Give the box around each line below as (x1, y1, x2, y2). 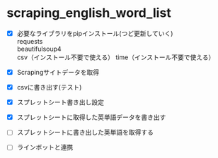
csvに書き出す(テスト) (16, 83, 82, 92)
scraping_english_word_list (6, 5, 171, 21)
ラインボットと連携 (16, 143, 74, 152)
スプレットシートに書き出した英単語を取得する (16, 128, 154, 137)
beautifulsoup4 (16, 44, 62, 53)
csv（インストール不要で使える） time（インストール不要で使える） (16, 53, 215, 61)
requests (16, 37, 43, 45)
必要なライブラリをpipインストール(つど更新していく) (16, 29, 173, 37)
